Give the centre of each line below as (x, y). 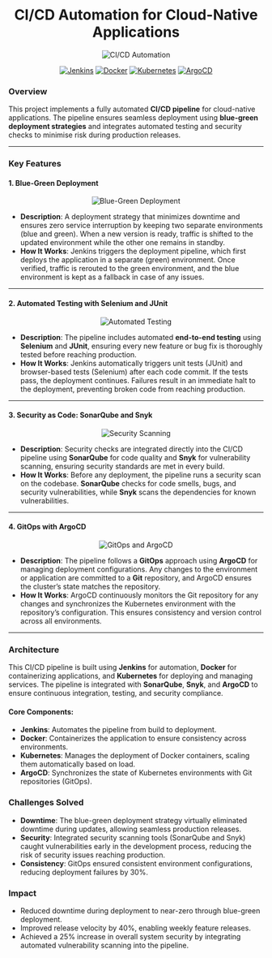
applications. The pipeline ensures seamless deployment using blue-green (134, 118)
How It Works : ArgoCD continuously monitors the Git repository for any (139, 595)
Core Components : (41, 711)
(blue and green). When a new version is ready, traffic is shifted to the (136, 234)
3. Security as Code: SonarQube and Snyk (81, 415)
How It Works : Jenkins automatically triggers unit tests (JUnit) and (131, 363)
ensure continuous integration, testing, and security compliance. (116, 693)
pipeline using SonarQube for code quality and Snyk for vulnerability (135, 457)
